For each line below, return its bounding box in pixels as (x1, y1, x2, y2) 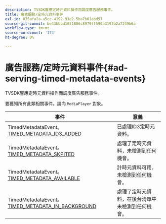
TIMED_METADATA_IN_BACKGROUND (7, 203, 97, 210)
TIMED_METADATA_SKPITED (7, 151, 75, 158)
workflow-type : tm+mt (5, 26, 50, 31)
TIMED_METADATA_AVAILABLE (7, 174, 80, 181)
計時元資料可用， (117, 164, 157, 171)
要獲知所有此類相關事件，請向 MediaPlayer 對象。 (5, 100, 106, 107)
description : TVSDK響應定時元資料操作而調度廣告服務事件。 (5, 7, 115, 12)
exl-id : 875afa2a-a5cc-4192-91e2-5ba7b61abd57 (5, 16, 103, 21)
